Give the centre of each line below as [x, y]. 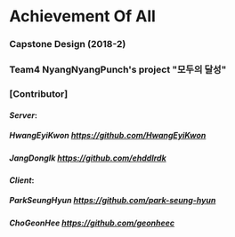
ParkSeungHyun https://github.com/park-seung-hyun [113, 201]
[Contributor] [39, 93]
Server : [24, 115]
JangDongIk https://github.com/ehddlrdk [88, 158]
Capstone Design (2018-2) [68, 44]
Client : [22, 180]
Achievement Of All [82, 16]
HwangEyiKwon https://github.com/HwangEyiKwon [108, 136]
